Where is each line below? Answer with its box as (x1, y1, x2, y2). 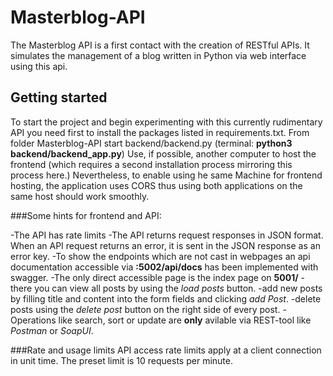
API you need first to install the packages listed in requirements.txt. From (10, 126, 310, 138)
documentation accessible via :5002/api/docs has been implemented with (10, 261, 319, 273)
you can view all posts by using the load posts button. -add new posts (34, 282, 323, 294)
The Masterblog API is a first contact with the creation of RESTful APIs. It (10, 39, 310, 51)
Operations (10, 314, 57, 326)
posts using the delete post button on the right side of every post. (10, 303, 281, 315)
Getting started (10, 89, 108, 106)
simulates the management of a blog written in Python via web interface (10, 49, 307, 61)
